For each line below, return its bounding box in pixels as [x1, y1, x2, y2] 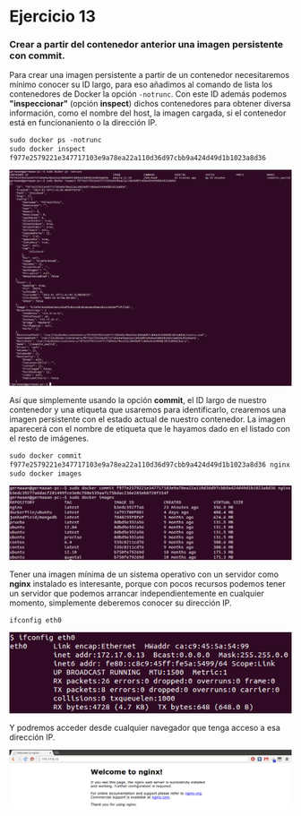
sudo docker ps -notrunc [9, 136, 102, 145]
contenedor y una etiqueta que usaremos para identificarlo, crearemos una [9, 405, 287, 416]
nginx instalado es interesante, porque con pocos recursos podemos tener [9, 578, 287, 588]
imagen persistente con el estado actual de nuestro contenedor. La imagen [9, 414, 287, 425]
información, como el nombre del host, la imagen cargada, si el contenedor [9, 107, 287, 118]
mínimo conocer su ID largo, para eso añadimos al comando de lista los [9, 79, 273, 90]
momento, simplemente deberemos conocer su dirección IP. [9, 597, 232, 608]
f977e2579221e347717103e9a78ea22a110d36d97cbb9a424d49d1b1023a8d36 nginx [9, 460, 291, 469]
